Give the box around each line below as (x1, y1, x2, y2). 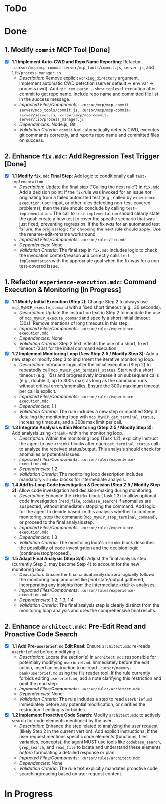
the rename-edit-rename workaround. (19, 231, 97, 237)
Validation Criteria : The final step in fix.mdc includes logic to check (19, 247, 158, 253)
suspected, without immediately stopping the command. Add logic (19, 503, 155, 509)
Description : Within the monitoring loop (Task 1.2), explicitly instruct (19, 435, 158, 441)
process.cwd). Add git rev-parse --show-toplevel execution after (19, 86, 156, 92)
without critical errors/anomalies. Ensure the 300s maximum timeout (19, 383, 160, 389)
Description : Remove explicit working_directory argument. (19, 75, 139, 81)
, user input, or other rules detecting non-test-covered (39, 200, 151, 206)
